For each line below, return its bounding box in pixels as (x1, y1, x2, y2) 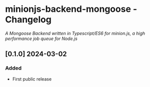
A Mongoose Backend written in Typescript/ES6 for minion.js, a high (5, 30, 146, 36)
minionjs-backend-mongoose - (5, 3, 138, 15)
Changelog (5, 14, 52, 25)
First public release (12, 76, 52, 82)
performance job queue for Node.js (5, 36, 78, 42)
